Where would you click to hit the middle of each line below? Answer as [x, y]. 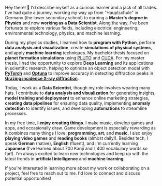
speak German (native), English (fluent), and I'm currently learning [72, 143]
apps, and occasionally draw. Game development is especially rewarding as [81, 128]
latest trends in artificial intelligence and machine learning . [65, 159]
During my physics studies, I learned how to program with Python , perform [80, 43]
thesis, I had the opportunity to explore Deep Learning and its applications [79, 63]
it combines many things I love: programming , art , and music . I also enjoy [79, 133]
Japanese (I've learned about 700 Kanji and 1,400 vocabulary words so [76, 148]
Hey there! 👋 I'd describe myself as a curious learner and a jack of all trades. [81, 7]
